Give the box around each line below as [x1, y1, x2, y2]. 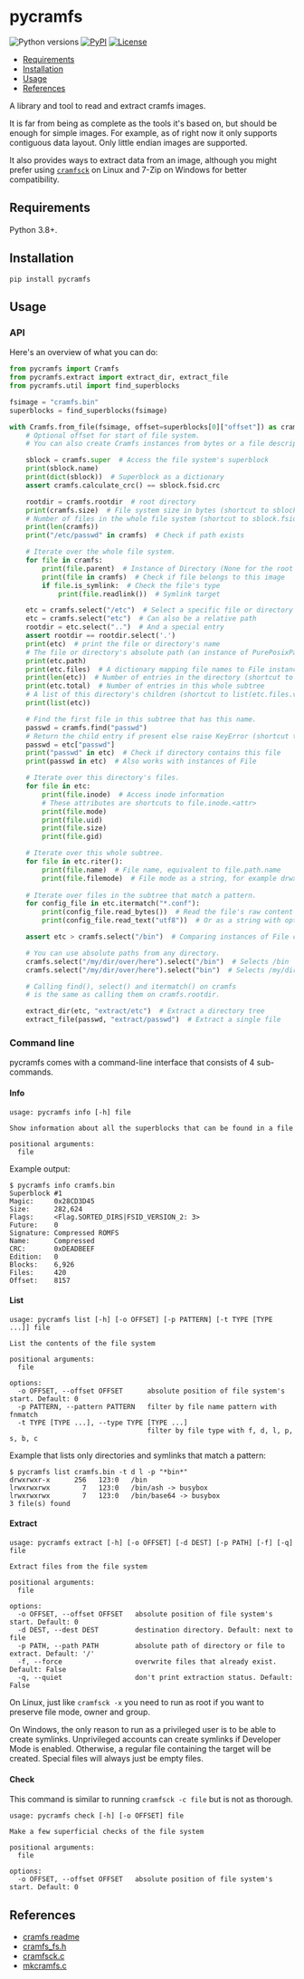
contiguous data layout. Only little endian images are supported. [9, 137, 248, 148]
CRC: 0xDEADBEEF [9, 1244, 95, 1253]
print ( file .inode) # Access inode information [42, 790, 224, 799]
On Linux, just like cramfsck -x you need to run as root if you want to [9, 1696, 264, 1707]
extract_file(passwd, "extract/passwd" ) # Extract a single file [25, 1015, 281, 1025]
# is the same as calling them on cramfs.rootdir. [25, 990, 221, 999]
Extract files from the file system [9, 1561, 147, 1571]
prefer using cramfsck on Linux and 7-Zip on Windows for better [9, 164, 247, 175]
